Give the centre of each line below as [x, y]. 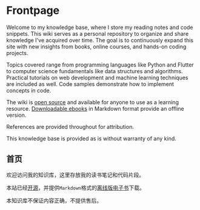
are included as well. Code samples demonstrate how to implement [90, 84]
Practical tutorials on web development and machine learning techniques [97, 77]
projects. [17, 53]
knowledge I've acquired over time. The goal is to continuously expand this [100, 40]
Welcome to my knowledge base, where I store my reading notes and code [100, 27]
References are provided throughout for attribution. [70, 126]
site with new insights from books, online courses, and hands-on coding [96, 47]
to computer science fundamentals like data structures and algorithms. [95, 71]
